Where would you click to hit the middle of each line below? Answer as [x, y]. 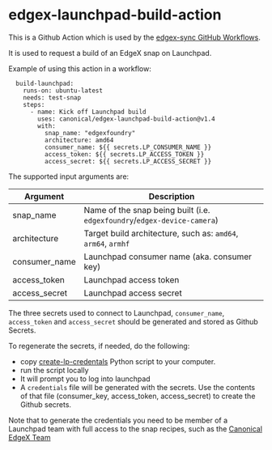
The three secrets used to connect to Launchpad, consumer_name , [117, 312]
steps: [34, 104]
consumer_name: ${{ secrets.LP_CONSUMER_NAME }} [128, 147]
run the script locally [54, 370]
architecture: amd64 [79, 140]
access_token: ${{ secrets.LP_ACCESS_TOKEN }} [124, 154]
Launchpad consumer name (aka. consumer [168, 257]
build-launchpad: [45, 83]
